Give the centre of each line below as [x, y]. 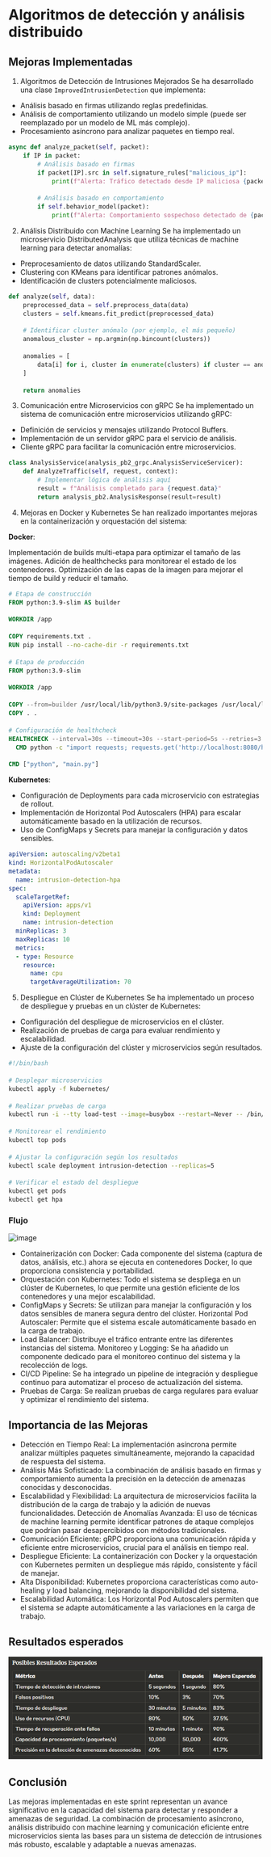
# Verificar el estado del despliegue [73, 1183]
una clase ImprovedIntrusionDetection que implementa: [113, 90]
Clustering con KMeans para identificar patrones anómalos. [119, 272]
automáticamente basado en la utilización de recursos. [111, 821]
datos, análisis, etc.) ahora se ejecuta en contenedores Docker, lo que [136, 1262]
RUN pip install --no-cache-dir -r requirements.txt [99, 645]
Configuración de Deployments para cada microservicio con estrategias [140, 796]
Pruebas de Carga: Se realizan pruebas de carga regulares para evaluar [139, 1391]
